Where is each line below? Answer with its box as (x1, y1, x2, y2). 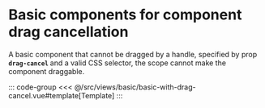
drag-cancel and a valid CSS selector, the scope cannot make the (8, 58, 227, 68)
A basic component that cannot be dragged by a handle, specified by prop (8, 49, 258, 59)
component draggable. (8, 66, 85, 76)
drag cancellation (8, 23, 129, 41)
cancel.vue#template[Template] (8, 90, 115, 100)
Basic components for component (8, 6, 242, 24)
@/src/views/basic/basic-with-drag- (74, 82, 196, 92)
